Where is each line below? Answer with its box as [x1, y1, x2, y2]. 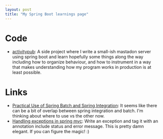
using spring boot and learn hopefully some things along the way [12, 54, 143, 60]
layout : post [5, 7, 32, 12]
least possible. [12, 69, 42, 76]
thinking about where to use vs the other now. [12, 113, 105, 119]
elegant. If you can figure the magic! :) [12, 129, 90, 135]
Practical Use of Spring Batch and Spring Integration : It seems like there [12, 103, 158, 109]
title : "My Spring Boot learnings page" [5, 12, 89, 17]
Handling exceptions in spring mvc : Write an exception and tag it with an [12, 118, 158, 124]
